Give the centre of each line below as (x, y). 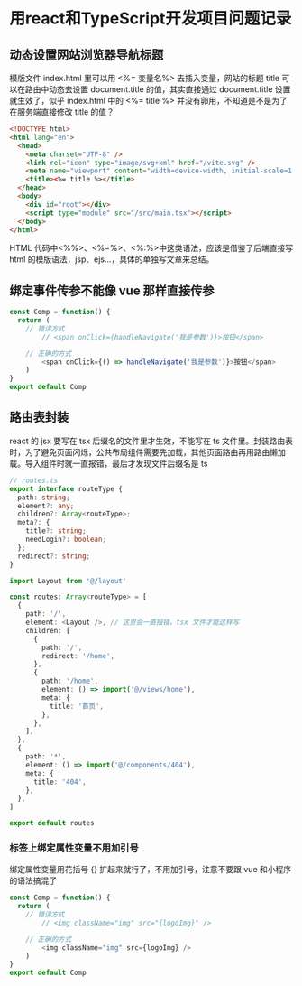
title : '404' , (60, 782)
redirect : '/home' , (78, 656)
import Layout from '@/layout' (68, 581)
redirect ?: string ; (54, 556)
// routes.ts (34, 480)
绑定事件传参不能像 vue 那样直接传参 (112, 290)
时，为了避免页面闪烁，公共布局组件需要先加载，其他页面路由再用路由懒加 (147, 451)
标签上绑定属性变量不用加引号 (74, 848)
